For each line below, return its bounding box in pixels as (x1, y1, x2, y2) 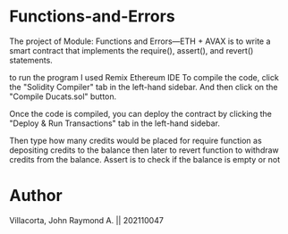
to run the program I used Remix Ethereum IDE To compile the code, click (9, 71, 279, 82)
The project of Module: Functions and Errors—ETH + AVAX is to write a (9, 36, 271, 46)
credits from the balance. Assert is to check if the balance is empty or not (9, 154, 280, 164)
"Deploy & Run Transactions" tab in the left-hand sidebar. (9, 118, 221, 129)
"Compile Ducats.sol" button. (9, 91, 117, 102)
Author (9, 186, 63, 206)
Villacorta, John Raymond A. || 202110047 (9, 214, 164, 225)
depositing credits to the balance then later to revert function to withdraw (9, 145, 279, 155)
